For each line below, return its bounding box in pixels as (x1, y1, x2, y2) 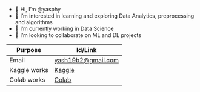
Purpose (16, 46, 42, 54)
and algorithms (15, 19, 53, 25)
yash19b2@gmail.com (54, 56, 119, 64)
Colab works (9, 76, 45, 84)
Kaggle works (9, 66, 48, 74)
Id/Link (76, 46, 97, 54)
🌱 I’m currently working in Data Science (15, 25, 114, 32)
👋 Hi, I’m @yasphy (15, 6, 61, 13)
